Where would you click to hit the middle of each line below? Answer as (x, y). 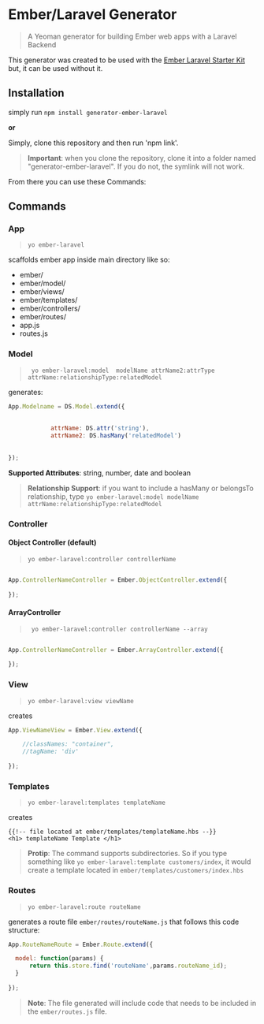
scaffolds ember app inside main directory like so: (89, 260)
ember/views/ (42, 292)
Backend (42, 44)
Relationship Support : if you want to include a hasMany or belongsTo (140, 488)
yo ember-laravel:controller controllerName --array (119, 629)
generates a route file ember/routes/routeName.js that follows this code (124, 922)
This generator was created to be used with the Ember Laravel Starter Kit (127, 60)
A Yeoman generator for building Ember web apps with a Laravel (132, 36)
